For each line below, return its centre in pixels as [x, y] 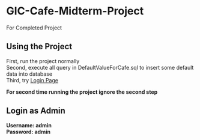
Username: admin [29, 125]
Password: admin [29, 132]
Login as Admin [36, 111]
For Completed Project [34, 28]
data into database [29, 74]
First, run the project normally [43, 61]
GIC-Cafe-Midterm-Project [75, 11]
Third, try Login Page [32, 80]
